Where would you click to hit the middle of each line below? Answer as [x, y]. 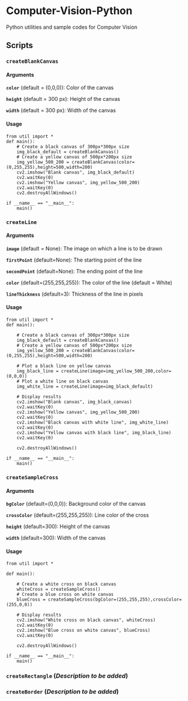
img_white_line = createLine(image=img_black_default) [85, 386]
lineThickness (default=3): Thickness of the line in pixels [75, 294]
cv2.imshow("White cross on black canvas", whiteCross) [86, 620]
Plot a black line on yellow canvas [66, 366]
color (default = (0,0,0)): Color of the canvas [60, 88]
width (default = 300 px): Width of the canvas [61, 110]
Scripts [20, 45]
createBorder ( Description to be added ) [62, 692]
